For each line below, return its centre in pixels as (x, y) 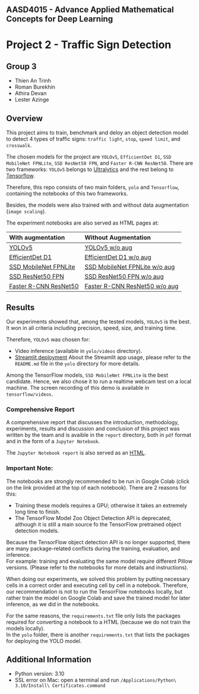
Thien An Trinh (33, 81)
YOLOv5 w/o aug (108, 248)
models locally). (26, 628)
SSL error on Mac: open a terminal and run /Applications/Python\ (96, 680)
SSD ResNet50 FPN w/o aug (124, 277)
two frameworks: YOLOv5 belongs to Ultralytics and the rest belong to (90, 169)
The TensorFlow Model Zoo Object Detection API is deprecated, (93, 518)
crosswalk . (19, 146)
